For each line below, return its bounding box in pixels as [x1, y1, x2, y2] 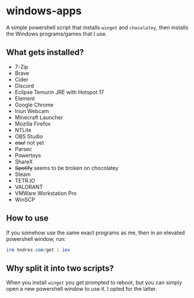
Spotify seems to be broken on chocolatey [14, 164, 119, 171]
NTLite [14, 126, 31, 133]
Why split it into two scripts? [6, 263, 114, 273]
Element [14, 95, 36, 102]
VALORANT [14, 183, 43, 190]
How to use [6, 213, 49, 224]
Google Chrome [14, 101, 54, 108]
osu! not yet [14, 139, 44, 146]
